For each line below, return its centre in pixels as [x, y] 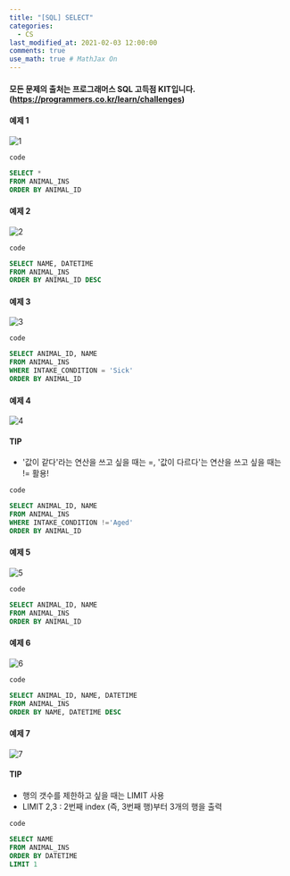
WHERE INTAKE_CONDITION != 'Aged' [71, 523]
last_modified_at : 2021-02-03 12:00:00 [83, 43]
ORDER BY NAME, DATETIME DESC [66, 712]
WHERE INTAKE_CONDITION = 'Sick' [71, 371]
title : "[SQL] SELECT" [51, 17]
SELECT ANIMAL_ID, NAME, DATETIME [74, 695]
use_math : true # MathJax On [63, 59]
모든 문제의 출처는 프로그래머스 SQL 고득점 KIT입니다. [103, 89]
